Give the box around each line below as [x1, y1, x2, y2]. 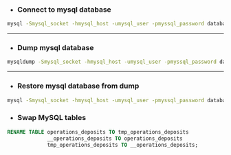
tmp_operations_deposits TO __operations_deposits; [47, 141, 198, 148]
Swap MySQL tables [16, 113, 87, 123]
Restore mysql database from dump [16, 81, 140, 91]
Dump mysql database [16, 43, 94, 53]
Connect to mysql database [16, 5, 111, 14]
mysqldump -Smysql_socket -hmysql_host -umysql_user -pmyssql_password [7, 58, 217, 66]
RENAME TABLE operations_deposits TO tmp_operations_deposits [7, 128, 189, 135]
